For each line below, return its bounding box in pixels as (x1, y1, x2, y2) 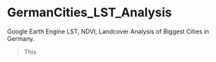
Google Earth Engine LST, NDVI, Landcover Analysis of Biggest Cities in (7, 27, 209, 35)
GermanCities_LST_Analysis (7, 5, 172, 20)
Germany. (7, 34, 35, 42)
